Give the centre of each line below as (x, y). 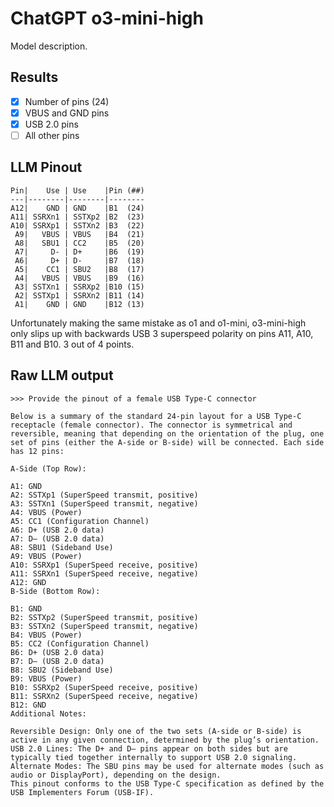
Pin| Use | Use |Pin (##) (77, 190)
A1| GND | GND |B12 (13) (79, 304)
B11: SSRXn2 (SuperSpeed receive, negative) (104, 696)
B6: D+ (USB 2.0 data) (57, 652)
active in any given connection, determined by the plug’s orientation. (165, 740)
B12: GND (28, 705)
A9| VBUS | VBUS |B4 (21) (79, 234)
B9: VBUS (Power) (46, 678)
